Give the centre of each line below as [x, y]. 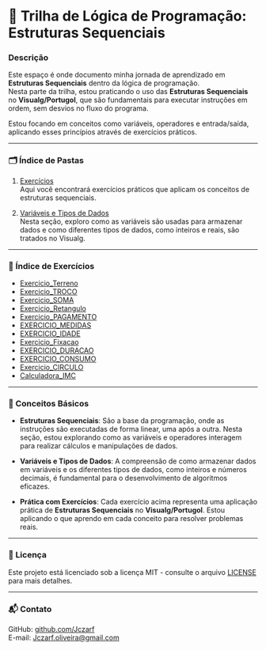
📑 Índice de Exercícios [51, 266]
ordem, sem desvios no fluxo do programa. [78, 108]
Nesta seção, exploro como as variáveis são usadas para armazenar [131, 221]
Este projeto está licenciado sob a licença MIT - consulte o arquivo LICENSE [133, 572]
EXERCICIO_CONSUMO [58, 359]
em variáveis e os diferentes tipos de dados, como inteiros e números [133, 470]
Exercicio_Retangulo [53, 308]
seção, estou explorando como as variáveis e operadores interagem [131, 437]
